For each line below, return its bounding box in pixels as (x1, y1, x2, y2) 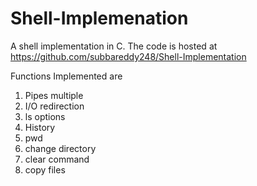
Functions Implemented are (10, 70, 123, 82)
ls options (24, 110, 66, 122)
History (24, 121, 56, 133)
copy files (24, 163, 66, 176)
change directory (24, 142, 97, 154)
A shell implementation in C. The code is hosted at (10, 40, 218, 52)
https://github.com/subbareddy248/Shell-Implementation (10, 50, 247, 62)
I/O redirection (24, 100, 85, 112)
